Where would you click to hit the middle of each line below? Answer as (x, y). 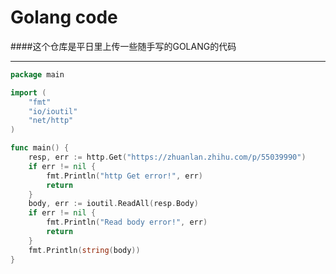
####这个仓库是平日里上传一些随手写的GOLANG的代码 (123, 46)
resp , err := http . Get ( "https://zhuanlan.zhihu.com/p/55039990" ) (167, 157)
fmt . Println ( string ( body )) (84, 250)
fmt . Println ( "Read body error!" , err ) (127, 222)
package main (37, 74)
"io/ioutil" (53, 111)
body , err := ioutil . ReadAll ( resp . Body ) (113, 204)
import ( (28, 92)
